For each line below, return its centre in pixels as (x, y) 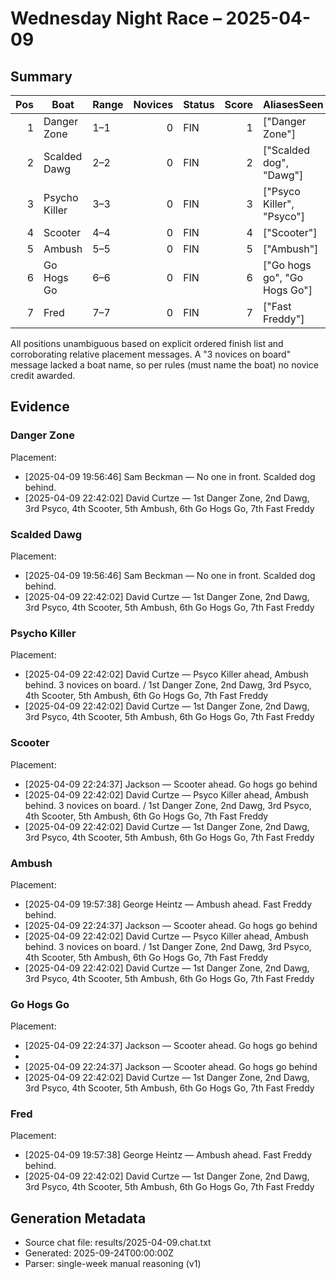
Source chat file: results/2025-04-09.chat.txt (118, 1243)
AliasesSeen (293, 104)
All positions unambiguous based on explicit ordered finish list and (147, 343)
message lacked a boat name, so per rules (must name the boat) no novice (164, 365)
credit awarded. (43, 375)
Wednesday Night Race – (116, 18)
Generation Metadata (78, 1218)
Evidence (40, 407)
